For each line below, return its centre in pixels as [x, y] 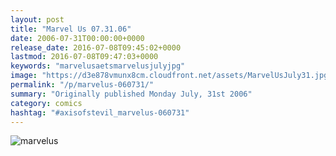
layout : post [37, 19]
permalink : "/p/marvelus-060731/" [82, 85]
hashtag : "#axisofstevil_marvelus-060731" [100, 112]
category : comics [46, 103]
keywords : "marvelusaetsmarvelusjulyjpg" [98, 66]
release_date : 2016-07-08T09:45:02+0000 [96, 47]
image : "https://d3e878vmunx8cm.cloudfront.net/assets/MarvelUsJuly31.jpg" [171, 76]
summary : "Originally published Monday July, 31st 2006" [131, 94]
